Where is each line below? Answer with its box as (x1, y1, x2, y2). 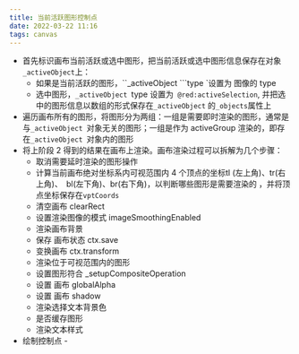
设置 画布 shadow (35, 290, 101, 301)
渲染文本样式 (35, 324, 83, 335)
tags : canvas (9, 30, 58, 39)
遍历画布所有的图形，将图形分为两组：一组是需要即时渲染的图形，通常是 (21, 111, 289, 122)
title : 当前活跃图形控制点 (9, 13, 98, 22)
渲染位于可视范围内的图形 (35, 257, 131, 268)
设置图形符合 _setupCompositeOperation (35, 268, 186, 279)
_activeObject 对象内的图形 (30, 134, 134, 144)
